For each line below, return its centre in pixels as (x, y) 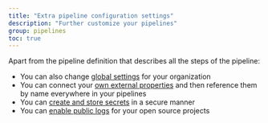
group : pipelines (37, 31)
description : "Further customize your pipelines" (93, 23)
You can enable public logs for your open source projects (115, 111)
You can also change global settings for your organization (115, 76)
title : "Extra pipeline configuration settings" (91, 16)
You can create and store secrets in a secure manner (107, 102)
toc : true (25, 38)
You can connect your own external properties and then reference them (138, 85)
